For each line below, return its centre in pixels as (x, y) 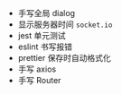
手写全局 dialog (46, 13)
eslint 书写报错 (45, 47)
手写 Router (39, 80)
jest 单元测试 (42, 35)
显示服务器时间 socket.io (65, 24)
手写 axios (37, 69)
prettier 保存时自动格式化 (64, 58)
